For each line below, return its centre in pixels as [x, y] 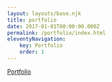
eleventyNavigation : [37, 39]
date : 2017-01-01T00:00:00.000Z [53, 26]
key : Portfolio [41, 45]
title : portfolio [32, 20]
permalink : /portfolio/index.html [57, 33]
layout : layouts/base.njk [44, 13]
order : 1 [32, 52]
